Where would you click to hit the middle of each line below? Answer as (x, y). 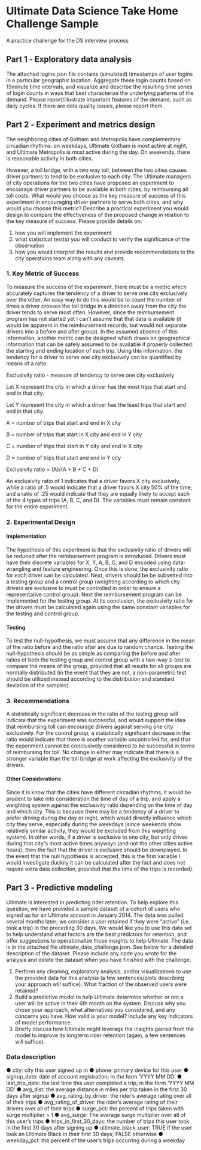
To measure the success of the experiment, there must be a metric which (96, 287)
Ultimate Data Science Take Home (92, 11)
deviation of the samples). (38, 686)
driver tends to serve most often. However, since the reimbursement (90, 312)
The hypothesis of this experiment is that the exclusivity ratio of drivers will (99, 549)
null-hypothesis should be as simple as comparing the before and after (94, 654)
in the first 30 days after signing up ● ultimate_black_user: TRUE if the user (99, 1127)
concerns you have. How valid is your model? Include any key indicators (104, 1016)
